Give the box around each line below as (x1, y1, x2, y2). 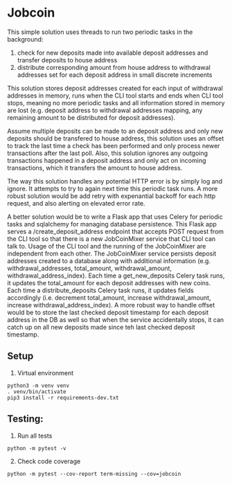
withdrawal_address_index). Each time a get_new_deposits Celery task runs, (7, 271, 225, 280)
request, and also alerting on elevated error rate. (7, 199, 145, 207)
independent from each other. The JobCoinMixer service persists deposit (7, 249, 217, 258)
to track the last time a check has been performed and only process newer (7, 141, 220, 150)
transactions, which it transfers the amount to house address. (7, 163, 183, 172)
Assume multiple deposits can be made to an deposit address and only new (7, 127, 224, 135)
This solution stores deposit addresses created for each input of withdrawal (7, 84, 224, 92)
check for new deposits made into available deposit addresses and (17, 48, 208, 57)
